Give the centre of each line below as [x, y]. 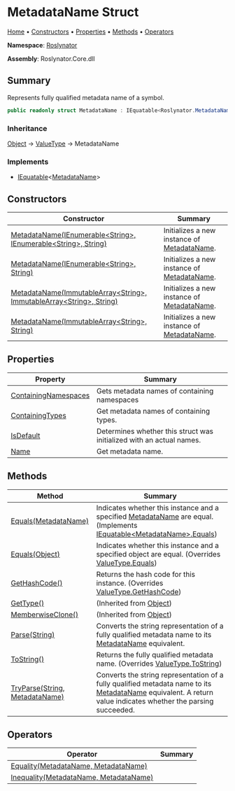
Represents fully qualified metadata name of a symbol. [86, 97]
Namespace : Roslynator [42, 45]
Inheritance [27, 128]
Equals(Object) [36, 554]
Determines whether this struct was [155, 431]
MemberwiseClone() [45, 615]
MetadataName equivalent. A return [155, 692]
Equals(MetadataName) [50, 521]
